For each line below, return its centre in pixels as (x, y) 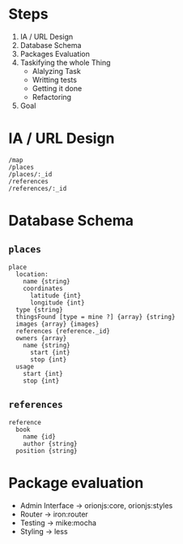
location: (32, 274)
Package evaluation (76, 483)
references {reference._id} (63, 331)
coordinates (43, 288)
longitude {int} (57, 302)
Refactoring (51, 97)
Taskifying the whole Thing (65, 63)
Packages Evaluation (55, 54)
